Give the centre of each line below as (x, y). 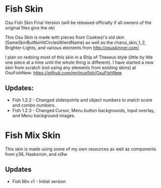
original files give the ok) (30, 27)
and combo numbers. (34, 105)
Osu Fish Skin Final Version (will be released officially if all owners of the (78, 23)
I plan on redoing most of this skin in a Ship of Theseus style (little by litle (79, 57)
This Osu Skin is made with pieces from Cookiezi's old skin (65, 37)
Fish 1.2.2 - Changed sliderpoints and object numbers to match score (82, 100)
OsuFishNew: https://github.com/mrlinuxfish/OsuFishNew (64, 72)
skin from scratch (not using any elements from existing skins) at (71, 68)
